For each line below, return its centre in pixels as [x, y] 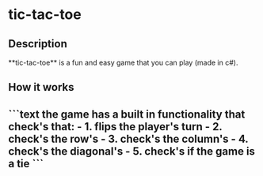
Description [38, 44]
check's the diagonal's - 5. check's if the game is [132, 151]
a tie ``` [26, 163]
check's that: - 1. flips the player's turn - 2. [115, 127]
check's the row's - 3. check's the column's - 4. [128, 139]
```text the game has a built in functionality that [127, 114]
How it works [41, 87]
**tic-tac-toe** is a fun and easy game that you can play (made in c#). [123, 62]
